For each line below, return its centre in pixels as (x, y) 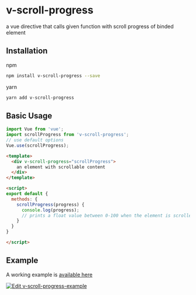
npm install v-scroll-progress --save (53, 76)
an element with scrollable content (61, 167)
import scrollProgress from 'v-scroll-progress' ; (68, 135)
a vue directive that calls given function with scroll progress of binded (90, 26)
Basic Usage (29, 115)
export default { (27, 194)
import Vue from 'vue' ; (35, 129)
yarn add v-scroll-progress (40, 98)
